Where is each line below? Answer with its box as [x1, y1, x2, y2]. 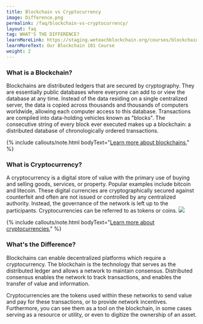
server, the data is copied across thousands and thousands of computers [6, 101, 188, 109]
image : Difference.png [6, 15, 63, 21]
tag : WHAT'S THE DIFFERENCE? [6, 31, 80, 38]
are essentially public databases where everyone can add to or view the [6, 88, 185, 96]
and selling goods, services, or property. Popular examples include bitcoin [6, 180, 192, 188]
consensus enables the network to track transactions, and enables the [6, 273, 181, 280]
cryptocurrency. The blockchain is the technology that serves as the [6, 260, 176, 268]
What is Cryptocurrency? [6, 160, 83, 168]
